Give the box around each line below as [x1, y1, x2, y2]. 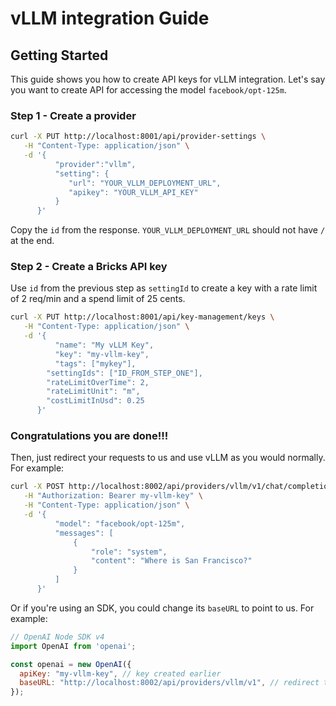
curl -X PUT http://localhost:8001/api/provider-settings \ [10, 132, 267, 142]
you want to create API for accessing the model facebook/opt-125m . [10, 84, 287, 96]
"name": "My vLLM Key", [54, 340, 155, 351]
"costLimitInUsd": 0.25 [46, 396, 145, 406]
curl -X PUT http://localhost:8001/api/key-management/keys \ [10, 312, 275, 322]
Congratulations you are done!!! [10, 429, 169, 443]
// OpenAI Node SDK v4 [10, 632, 105, 642]
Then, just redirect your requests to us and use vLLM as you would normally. [10, 452, 326, 464]
